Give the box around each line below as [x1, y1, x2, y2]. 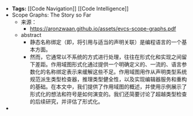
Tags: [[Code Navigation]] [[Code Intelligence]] [11, 5, 129, 12]
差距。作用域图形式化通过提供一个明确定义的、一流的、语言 [35, 61, 182, 68]
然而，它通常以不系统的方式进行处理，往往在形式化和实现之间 [29, 54, 182, 60]
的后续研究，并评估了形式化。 [29, 98, 103, 105]
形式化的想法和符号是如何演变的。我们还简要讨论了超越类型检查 [29, 90, 187, 98]
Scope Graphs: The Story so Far [11, 11, 91, 18]
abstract [20, 32, 42, 38]
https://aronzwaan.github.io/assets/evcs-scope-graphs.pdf [29, 25, 176, 32]
